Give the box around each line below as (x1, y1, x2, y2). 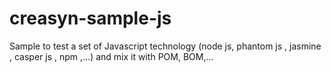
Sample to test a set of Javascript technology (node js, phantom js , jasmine (9, 40, 322, 52)
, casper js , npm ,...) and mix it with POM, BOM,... (9, 50, 214, 62)
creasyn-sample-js (9, 7, 172, 30)
